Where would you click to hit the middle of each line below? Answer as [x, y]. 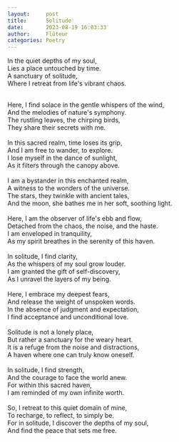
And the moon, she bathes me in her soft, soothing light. [90, 203]
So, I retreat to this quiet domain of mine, [67, 408]
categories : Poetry [36, 41]
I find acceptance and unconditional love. [68, 317]
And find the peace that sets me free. [62, 431]
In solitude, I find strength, [46, 370]
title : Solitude [40, 21]
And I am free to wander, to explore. [60, 150]
